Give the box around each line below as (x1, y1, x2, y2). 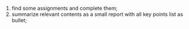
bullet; (11, 17, 28, 23)
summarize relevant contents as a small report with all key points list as (11, 11, 183, 18)
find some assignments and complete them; (11, 5, 118, 11)
